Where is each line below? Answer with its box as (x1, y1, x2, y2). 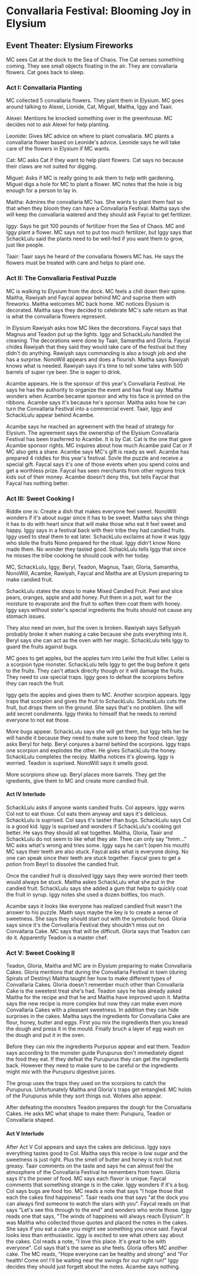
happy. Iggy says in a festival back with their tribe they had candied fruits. (6, 527, 186, 534)
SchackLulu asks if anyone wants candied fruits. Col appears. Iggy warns (6, 804, 185, 811)
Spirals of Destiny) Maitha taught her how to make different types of (6, 975, 172, 982)
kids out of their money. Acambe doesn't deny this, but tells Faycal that (6, 473, 179, 480)
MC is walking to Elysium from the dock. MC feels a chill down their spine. (6, 288, 186, 295)
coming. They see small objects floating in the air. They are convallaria (6, 62, 178, 69)
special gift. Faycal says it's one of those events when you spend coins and (6, 461, 190, 468)
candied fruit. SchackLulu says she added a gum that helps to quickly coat (6, 885, 188, 892)
